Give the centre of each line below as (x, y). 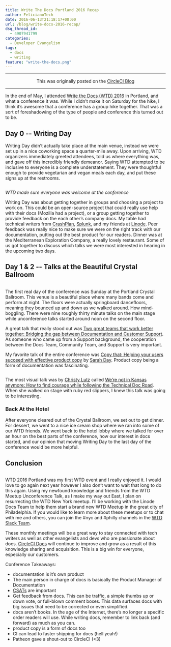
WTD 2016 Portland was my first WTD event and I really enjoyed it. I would (83, 480)
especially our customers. (32, 554)
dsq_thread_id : (21, 29)
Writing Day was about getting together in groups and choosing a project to (84, 202)
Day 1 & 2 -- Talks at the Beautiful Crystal (71, 267)
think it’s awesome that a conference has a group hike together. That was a (84, 107)
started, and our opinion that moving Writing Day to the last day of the (78, 442)
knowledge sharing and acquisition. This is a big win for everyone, (75, 549)
